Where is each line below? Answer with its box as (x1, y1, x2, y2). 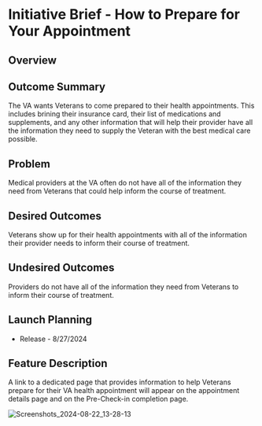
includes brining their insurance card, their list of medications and (8, 109, 222, 119)
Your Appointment (8, 22, 131, 40)
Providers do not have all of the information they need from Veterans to (8, 281, 239, 292)
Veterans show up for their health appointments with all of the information (8, 230, 248, 240)
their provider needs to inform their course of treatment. (8, 238, 190, 248)
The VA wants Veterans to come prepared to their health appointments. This (8, 101, 255, 111)
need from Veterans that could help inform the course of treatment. (8, 186, 227, 196)
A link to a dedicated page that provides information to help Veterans (8, 377, 231, 387)
